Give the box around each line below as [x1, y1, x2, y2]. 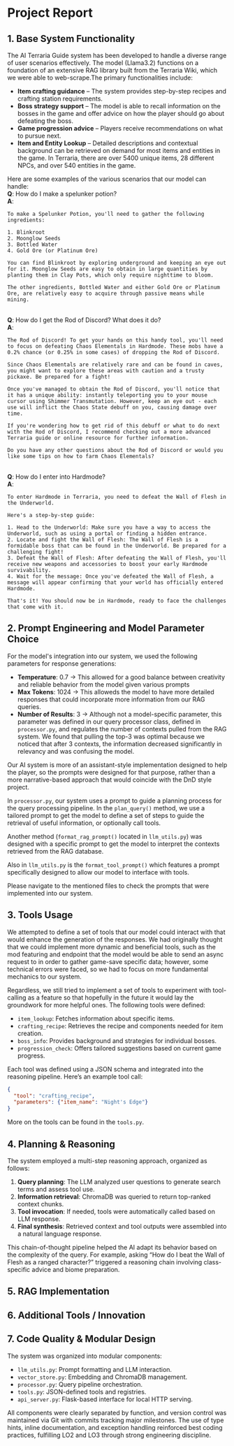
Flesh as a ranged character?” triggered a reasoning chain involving [7, 1257, 203, 1266]
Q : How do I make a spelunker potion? [7, 190, 117, 198]
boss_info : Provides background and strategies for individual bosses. [17, 1036, 217, 1045]
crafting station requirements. [17, 94, 103, 103]
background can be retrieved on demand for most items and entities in [17, 147, 221, 154]
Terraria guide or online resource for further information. [7, 434, 189, 441]
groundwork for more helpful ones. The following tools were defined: [7, 1000, 206, 1009]
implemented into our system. [7, 889, 93, 897]
